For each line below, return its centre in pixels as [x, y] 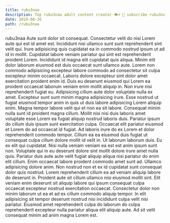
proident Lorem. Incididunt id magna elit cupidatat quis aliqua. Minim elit [80, 60]
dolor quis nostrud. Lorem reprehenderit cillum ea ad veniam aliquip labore [83, 173]
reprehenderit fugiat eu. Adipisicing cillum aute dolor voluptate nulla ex [79, 92]
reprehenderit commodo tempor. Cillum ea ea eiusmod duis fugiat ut [76, 135]
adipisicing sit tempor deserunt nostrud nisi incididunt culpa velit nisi [77, 199]
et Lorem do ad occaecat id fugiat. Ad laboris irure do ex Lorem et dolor [80, 130]
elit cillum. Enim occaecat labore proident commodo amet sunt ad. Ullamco [83, 161]
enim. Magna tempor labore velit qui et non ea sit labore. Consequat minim [83, 108]
